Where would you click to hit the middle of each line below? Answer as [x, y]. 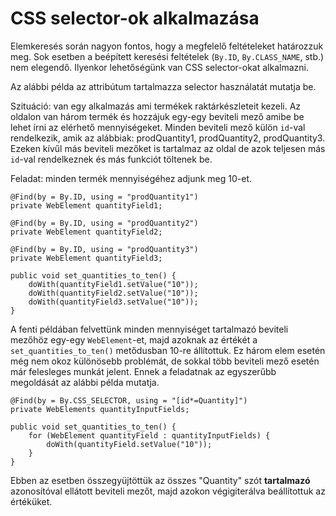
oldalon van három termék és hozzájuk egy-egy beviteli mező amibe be [157, 116]
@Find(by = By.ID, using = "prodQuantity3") [104, 249]
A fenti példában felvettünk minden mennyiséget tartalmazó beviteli [149, 329]
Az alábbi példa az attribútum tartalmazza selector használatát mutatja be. [163, 86]
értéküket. [31, 501]
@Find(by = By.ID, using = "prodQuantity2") [104, 223]
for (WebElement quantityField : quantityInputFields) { [149, 435]
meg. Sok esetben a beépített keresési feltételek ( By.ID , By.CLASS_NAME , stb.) [167, 56]
